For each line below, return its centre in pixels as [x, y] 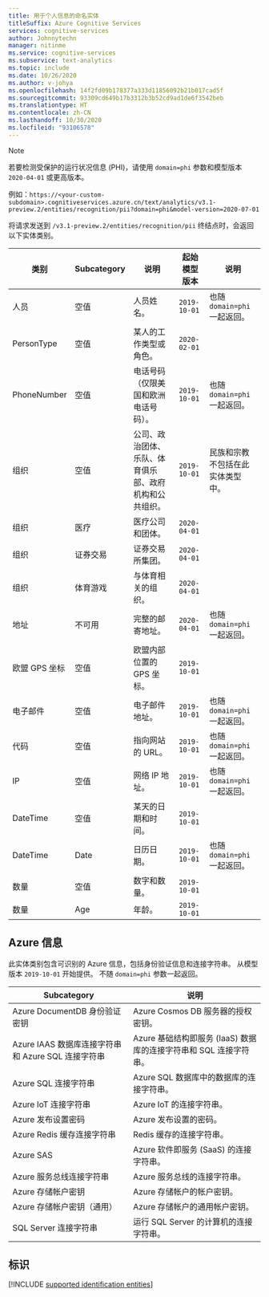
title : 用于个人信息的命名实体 [54, 16]
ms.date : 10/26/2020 [43, 75]
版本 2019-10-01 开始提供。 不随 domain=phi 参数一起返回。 [105, 974]
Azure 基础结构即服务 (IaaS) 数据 [195, 1038]
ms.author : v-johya [41, 83]
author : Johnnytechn [43, 38]
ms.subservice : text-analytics [60, 61]
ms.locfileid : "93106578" [51, 128]
